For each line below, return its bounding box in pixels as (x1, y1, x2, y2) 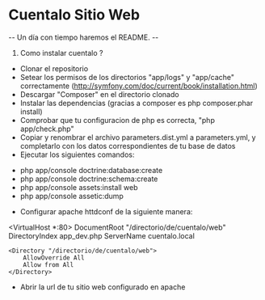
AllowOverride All (23, 253, 85, 262)
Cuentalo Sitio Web (8, 6, 140, 24)
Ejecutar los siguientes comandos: (19, 150, 135, 159)
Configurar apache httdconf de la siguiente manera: (19, 206, 193, 216)
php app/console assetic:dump (19, 191, 124, 201)
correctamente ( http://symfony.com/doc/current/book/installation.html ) (19, 81, 259, 91)
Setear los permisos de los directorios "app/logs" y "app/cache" (19, 72, 235, 82)
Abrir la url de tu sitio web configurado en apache (19, 281, 186, 292)
